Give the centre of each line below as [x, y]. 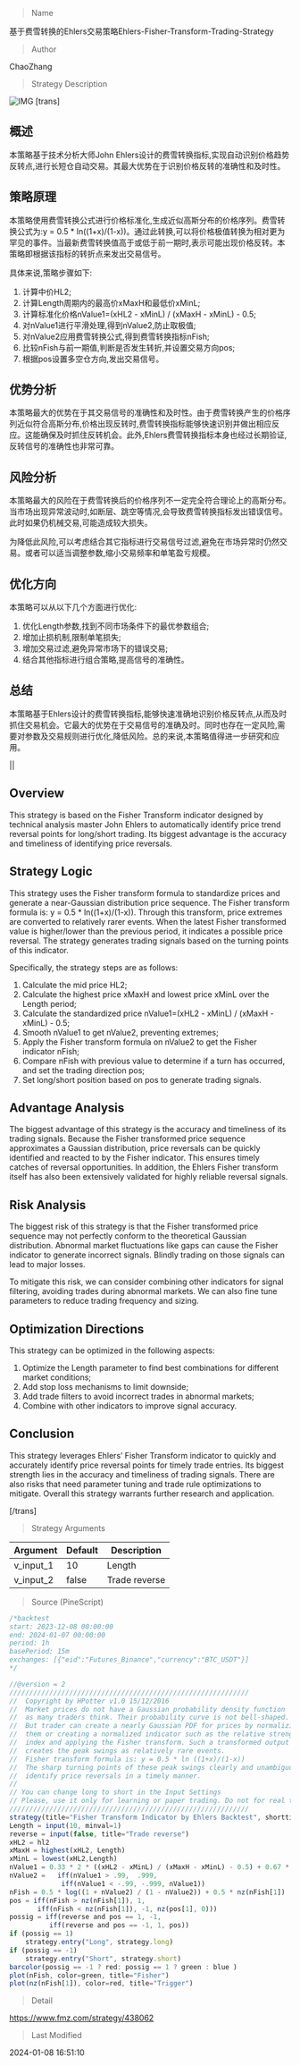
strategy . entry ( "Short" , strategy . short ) [103, 1959]
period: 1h [29, 1643]
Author [44, 49]
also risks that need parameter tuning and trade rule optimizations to [135, 1484]
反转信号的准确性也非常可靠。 [64, 446]
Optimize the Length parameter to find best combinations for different [150, 1367]
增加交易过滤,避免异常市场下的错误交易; [95, 648]
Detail [42, 2001]
